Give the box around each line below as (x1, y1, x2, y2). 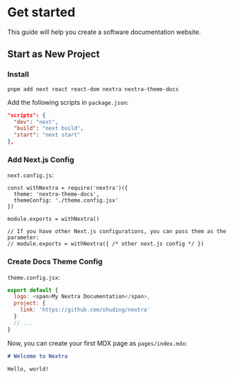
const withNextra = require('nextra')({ (7, 185, 129, 192)
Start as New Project (7, 48, 101, 60)
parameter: (7, 234, 40, 242)
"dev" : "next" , (13, 118, 59, 125)
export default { (7, 286, 59, 294)
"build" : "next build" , (13, 125, 84, 132)
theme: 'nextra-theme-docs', (13, 191, 100, 198)
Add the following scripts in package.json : (7, 98, 129, 106)
